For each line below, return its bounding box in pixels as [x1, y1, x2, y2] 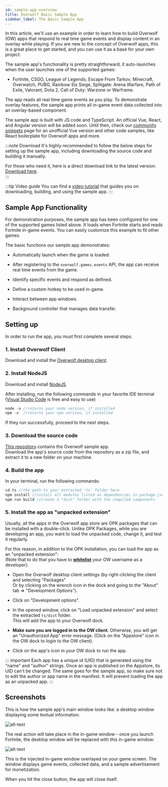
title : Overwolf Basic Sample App [5, 12, 77, 17]
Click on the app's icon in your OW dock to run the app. [12, 647, 127, 653]
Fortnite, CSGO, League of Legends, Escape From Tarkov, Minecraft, [12, 76, 154, 83]
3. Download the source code [5, 432, 78, 439]
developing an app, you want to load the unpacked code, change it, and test [5, 531, 162, 537]
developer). [5, 562, 29, 568]
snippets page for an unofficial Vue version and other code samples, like [5, 128, 154, 134]
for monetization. [5, 766, 40, 772]
